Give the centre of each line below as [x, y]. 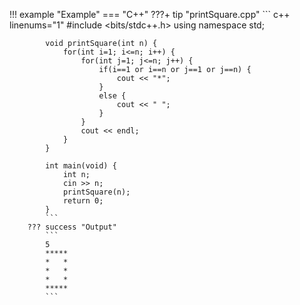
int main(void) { [81, 166]
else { [112, 96]
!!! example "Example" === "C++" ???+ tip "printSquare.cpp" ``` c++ [150, 14]
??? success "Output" [72, 227]
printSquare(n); [96, 192]
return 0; [83, 201]
